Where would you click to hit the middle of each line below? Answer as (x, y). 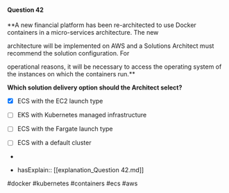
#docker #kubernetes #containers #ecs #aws (73, 183)
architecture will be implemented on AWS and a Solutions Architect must (111, 46)
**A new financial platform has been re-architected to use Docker (102, 25)
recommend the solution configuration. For (68, 53)
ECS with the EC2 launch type (60, 101)
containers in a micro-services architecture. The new (83, 33)
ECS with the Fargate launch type (65, 129)
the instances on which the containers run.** (71, 74)
